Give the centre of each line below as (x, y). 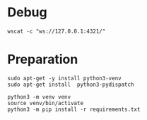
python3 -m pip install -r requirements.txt (74, 109)
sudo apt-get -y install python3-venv (64, 78)
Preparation (43, 59)
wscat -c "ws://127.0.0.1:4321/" (57, 31)
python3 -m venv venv (39, 97)
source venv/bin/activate (45, 103)
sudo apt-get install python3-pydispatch (71, 84)
